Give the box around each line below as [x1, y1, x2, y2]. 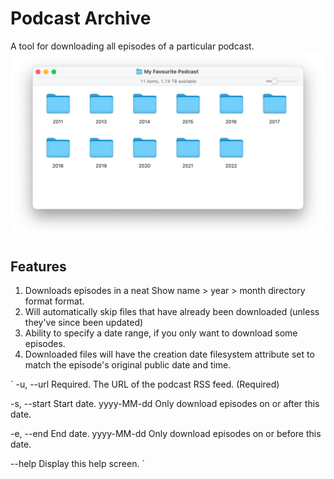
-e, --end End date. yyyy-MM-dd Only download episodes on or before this [10, 428, 322, 439]
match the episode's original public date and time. [24, 359, 232, 371]
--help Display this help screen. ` [10, 458, 145, 469]
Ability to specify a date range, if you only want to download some [24, 327, 298, 339]
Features [10, 258, 67, 275]
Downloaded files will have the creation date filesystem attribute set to [24, 348, 315, 360]
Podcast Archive [10, 7, 152, 30]
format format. [24, 295, 85, 307]
